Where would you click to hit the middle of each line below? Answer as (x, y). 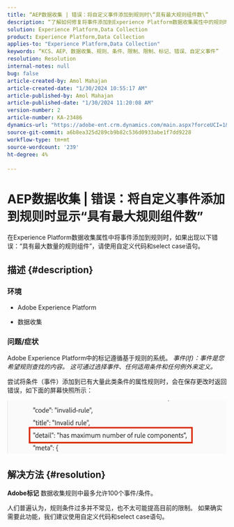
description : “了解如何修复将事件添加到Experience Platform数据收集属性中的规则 (116, 22)
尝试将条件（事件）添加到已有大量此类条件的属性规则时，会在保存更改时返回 (117, 382)
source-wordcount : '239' (43, 147)
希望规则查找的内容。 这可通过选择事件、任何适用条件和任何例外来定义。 (112, 367)
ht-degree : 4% (28, 154)
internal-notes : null (39, 66)
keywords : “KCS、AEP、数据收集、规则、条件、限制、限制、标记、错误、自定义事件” (113, 52)
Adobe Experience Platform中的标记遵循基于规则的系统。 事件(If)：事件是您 (116, 358)
